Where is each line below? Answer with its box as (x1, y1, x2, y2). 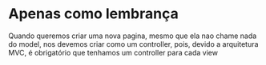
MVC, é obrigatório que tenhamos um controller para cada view (8, 48, 219, 57)
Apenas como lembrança (8, 5, 179, 23)
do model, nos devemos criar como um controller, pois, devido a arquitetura (8, 39, 259, 48)
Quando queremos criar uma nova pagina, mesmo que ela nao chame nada (8, 31, 257, 40)
